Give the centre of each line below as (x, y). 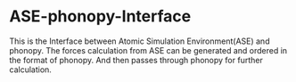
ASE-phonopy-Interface (100, 16)
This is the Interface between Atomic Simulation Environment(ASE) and (140, 41)
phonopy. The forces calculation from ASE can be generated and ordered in (148, 50)
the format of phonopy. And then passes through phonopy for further (136, 60)
